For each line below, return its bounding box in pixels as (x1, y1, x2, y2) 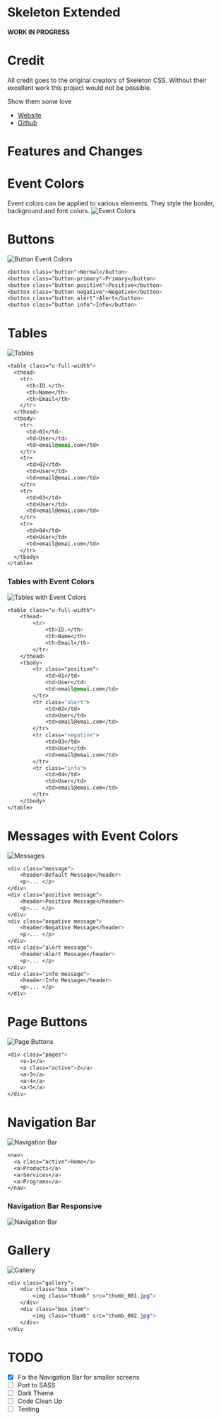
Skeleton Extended (7, 4, 121, 21)
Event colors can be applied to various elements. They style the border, (7, 199, 215, 208)
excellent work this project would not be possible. (7, 83, 152, 92)
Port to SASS (17, 1380, 56, 1389)
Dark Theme (17, 1389, 54, 1397)
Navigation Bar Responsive (7, 1201, 102, 1211)
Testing (17, 1404, 40, 1413)
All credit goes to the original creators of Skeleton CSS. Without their (7, 76, 207, 84)
